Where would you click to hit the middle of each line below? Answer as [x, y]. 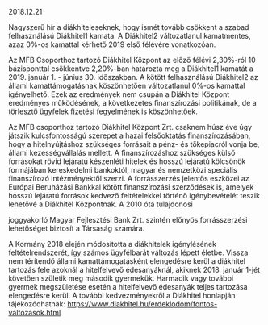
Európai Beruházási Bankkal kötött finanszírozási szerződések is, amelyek [131, 187]
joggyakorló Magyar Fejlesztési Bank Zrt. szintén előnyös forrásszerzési [128, 220]
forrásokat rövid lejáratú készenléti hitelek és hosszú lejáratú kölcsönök [127, 161]
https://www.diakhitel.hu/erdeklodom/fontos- [142, 304]
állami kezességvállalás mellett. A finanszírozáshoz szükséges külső [122, 153]
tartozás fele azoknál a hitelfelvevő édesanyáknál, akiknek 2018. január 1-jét [134, 270]
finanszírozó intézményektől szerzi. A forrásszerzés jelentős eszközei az [129, 178]
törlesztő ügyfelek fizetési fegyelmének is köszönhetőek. [103, 111]
